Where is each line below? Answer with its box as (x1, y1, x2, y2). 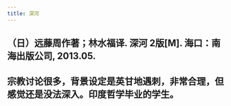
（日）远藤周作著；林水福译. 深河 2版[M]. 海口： (7, 37, 212, 49)
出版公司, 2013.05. (16, 50, 96, 62)
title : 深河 (7, 10, 39, 17)
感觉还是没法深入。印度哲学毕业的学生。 (7, 89, 179, 100)
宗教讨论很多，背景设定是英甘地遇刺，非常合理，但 (7, 76, 224, 87)
